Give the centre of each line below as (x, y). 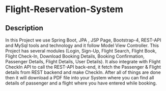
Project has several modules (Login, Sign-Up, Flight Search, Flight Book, (81, 51)
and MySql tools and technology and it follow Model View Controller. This (82, 45)
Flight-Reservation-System (64, 9)
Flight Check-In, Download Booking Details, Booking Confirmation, (75, 56)
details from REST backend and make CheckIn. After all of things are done (83, 72)
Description (24, 28)
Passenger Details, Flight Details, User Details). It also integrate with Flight (83, 61)
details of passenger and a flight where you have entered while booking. (81, 83)
